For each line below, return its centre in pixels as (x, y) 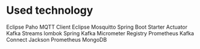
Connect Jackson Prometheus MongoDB (57, 39)
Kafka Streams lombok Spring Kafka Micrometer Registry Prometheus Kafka (100, 33)
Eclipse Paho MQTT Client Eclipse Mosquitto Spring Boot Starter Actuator (97, 27)
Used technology (50, 10)
